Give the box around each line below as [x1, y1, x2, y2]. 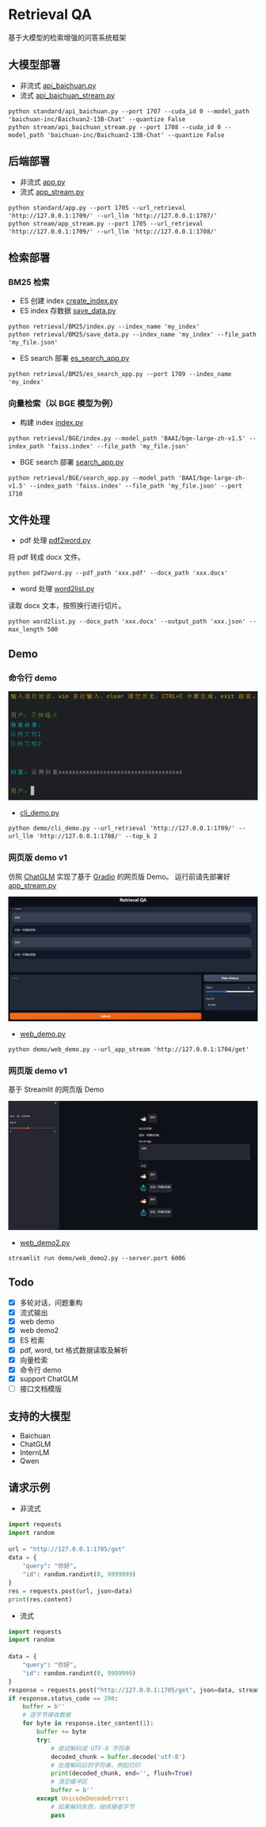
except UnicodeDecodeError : [36, 1795, 129, 1802]
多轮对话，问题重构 [19, 1297, 83, 1307]
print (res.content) [8, 1595, 73, 1604]
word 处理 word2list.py [19, 584, 95, 594]
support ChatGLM [19, 1374, 78, 1384]
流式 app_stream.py [19, 187, 85, 196]
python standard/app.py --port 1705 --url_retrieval [8, 203, 186, 211]
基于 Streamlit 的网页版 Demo [8, 1084, 104, 1094]
